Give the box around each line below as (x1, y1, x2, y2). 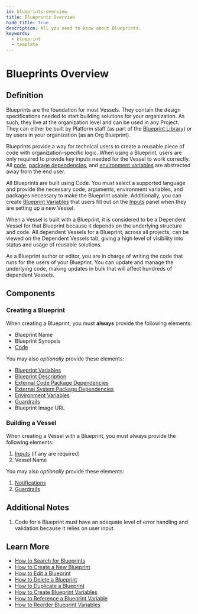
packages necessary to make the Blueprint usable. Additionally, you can (6, 191, 182, 199)
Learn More (6, 542, 50, 552)
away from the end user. (6, 168, 66, 175)
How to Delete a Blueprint (14, 576, 77, 583)
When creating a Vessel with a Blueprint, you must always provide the (6, 432, 176, 439)
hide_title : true (6, 20, 49, 25)
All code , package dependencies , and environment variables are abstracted (6, 161, 191, 168)
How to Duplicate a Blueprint (14, 583, 85, 590)
